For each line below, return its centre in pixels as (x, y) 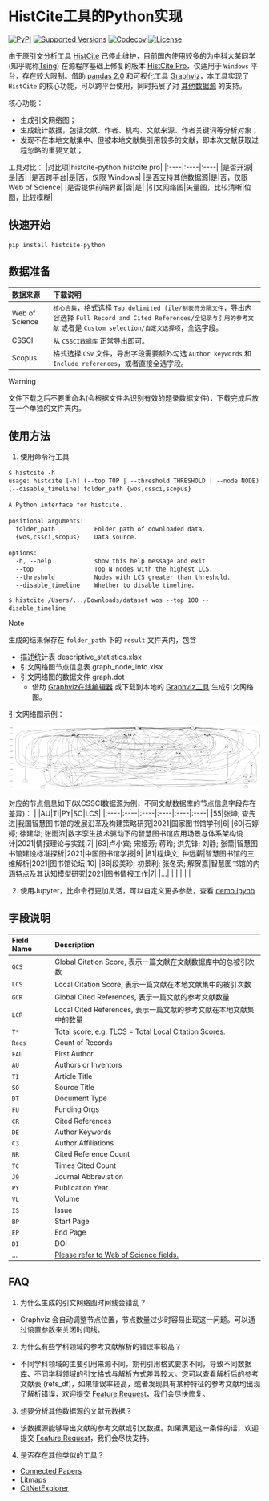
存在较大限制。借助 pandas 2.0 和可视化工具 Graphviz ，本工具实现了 (136, 75)
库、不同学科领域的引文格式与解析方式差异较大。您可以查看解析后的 (132, 1373)
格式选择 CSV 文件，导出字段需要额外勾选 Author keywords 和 (153, 353)
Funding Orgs (77, 1109)
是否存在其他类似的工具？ (62, 1454)
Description (74, 945)
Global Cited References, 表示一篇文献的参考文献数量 (142, 997)
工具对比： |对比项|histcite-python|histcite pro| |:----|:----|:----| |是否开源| (131, 167)
